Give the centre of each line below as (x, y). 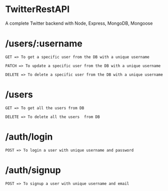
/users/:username (44, 44)
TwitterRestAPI (37, 9)
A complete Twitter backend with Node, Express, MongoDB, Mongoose (79, 23)
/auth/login (29, 137)
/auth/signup (33, 170)
